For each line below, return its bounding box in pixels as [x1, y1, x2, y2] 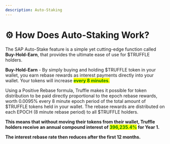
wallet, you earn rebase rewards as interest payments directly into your [5, 72, 154, 78]
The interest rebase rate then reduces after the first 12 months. [5, 134, 141, 140]
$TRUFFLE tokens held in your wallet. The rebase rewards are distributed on [5, 103, 165, 110]
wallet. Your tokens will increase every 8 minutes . [5, 77, 110, 84]
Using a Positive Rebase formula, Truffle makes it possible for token [5, 87, 147, 93]
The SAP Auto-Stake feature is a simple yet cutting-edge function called [5, 46, 156, 52]
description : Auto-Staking [5, 7, 62, 13]
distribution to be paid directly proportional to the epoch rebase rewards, [5, 92, 158, 99]
